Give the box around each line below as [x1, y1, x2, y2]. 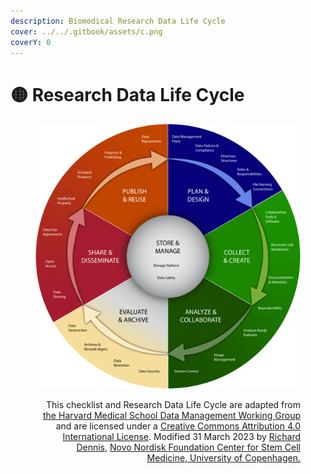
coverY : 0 [10, 37, 52, 47]
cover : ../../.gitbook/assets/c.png [10, 26, 163, 37]
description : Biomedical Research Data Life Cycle [10, 16, 226, 26]
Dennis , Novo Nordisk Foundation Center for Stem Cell [76, 441, 301, 454]
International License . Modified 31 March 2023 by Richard [62, 431, 301, 443]
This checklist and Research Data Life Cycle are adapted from [45, 399, 301, 411]
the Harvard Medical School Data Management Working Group [43, 410, 301, 422]
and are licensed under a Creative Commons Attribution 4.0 [55, 420, 301, 432]
